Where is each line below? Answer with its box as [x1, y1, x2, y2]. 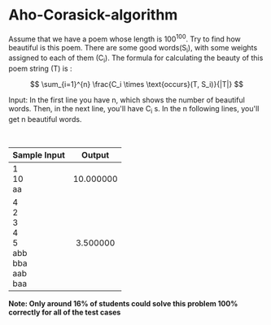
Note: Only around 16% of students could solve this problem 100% [8, 298, 238, 308]
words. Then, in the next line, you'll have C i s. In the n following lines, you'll [8, 104, 260, 115]
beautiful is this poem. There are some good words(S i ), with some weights [8, 42, 258, 54]
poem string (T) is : [8, 63, 72, 74]
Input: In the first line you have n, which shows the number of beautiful [8, 95, 246, 105]
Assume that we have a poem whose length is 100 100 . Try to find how [8, 32, 242, 44]
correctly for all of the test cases [8, 307, 121, 317]
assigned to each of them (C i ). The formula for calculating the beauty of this [8, 53, 264, 65]
